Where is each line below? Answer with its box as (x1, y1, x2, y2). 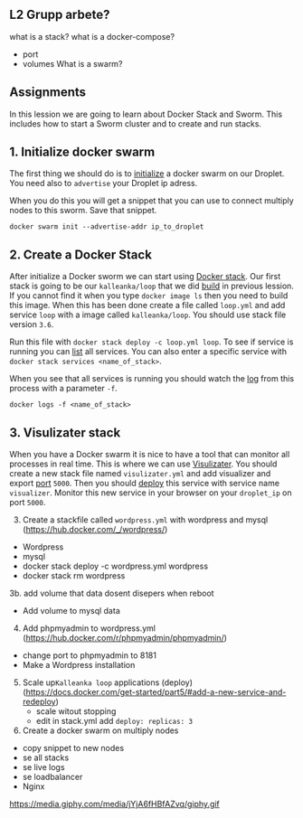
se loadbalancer (22, 772, 83, 783)
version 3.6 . (9, 319, 54, 330)
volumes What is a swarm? (22, 58, 123, 69)
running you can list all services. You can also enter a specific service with (9, 346, 288, 357)
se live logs (22, 762, 65, 773)
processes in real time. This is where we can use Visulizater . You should (9, 458, 278, 469)
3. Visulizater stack (9, 425, 121, 440)
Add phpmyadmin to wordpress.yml (22, 623, 156, 634)
